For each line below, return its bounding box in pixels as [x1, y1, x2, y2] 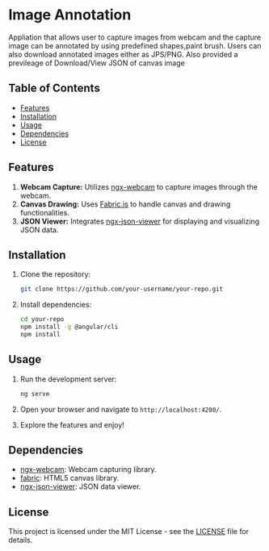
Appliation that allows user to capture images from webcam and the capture [8, 32, 261, 42]
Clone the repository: [19, 269, 91, 279]
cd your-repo [19, 315, 65, 324]
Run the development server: [19, 374, 117, 384]
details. [8, 535, 33, 545]
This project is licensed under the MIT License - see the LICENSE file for [8, 527, 249, 536]
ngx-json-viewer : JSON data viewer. [19, 482, 141, 491]
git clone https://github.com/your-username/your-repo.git [19, 285, 224, 294]
